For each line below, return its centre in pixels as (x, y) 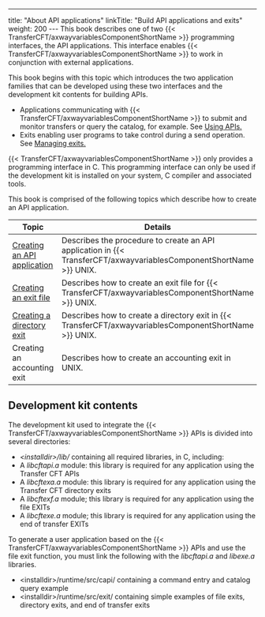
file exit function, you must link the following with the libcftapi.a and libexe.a (131, 556)
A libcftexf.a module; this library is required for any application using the (137, 498)
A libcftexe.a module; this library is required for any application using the (138, 515)
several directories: (39, 441)
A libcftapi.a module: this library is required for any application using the (137, 465)
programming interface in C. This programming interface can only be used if (132, 167)
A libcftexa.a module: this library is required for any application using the (138, 482)
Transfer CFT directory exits (65, 490)
